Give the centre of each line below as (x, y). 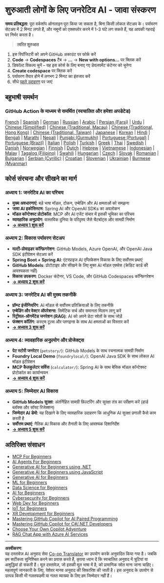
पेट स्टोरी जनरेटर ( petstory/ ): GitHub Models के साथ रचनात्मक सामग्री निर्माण (78, 351)
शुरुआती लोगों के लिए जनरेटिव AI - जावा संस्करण (81, 10)
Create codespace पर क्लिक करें (42, 71)
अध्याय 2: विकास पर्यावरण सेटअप (35, 238)
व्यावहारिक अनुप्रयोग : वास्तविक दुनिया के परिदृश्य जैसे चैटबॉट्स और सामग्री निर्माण (73, 220)
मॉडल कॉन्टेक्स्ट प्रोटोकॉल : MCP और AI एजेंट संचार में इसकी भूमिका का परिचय (73, 214)
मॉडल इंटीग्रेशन (23, 362)
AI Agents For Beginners (37, 462)
